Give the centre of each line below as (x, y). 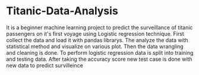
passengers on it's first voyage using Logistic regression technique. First (95, 33)
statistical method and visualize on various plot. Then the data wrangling (95, 46)
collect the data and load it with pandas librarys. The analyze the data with (97, 40)
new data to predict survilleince (45, 65)
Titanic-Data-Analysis (62, 11)
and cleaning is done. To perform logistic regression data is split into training (100, 52)
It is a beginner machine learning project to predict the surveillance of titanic (99, 27)
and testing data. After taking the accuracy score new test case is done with (99, 59)
